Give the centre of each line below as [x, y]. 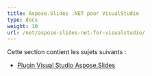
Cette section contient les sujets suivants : [67, 52]
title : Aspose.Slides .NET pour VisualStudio [73, 13]
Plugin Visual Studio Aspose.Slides [66, 65]
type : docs [23, 20]
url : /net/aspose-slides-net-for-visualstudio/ [76, 33]
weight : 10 [23, 26]
